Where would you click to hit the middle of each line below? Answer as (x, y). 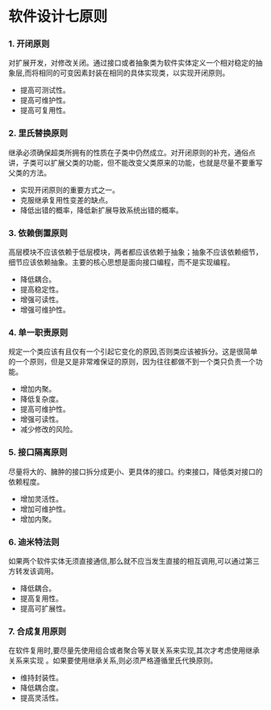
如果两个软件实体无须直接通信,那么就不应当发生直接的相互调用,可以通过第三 (134, 561)
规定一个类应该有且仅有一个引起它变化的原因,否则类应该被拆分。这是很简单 (133, 351)
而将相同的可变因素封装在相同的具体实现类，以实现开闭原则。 (127, 73)
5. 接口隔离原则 (38, 452)
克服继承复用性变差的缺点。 (66, 200)
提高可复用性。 (45, 111)
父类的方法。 (29, 172)
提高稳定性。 (41, 290)
